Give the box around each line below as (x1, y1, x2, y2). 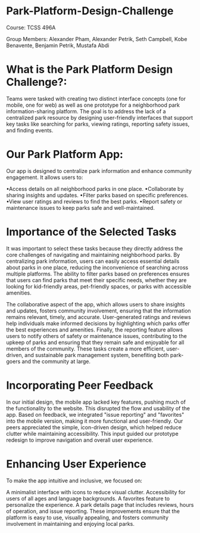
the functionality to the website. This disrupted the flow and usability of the (6, 404, 190, 412)
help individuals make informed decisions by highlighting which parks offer (6, 320, 190, 327)
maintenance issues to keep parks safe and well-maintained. (6, 204, 155, 211)
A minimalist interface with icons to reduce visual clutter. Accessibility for (6, 488, 186, 495)
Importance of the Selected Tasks (6, 225, 177, 238)
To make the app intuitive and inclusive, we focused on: (6, 477, 143, 484)
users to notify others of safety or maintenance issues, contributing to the (6, 332, 187, 339)
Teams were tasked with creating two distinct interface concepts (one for (6, 95, 186, 102)
